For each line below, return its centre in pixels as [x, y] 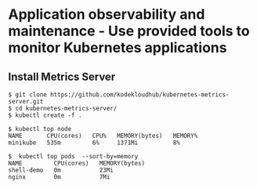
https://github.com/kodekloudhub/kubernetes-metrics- [139, 95]
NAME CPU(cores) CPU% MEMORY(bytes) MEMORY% [103, 136]
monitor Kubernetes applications [118, 48]
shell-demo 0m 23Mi [61, 170]
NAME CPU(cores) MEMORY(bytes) [77, 163]
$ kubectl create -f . [45, 115]
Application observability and [107, 15]
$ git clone [27, 95]
